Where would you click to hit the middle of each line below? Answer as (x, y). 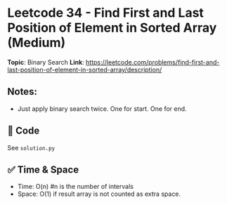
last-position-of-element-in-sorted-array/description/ (85, 70)
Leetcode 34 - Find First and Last (105, 13)
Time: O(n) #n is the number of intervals (75, 187)
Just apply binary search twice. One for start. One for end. (102, 108)
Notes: (22, 92)
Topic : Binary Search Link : (46, 62)
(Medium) (37, 43)
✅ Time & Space (43, 170)
